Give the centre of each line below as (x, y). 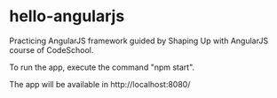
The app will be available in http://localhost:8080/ (100, 84)
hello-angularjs (67, 16)
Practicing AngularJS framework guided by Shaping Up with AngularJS (139, 41)
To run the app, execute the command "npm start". (102, 67)
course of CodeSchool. (51, 49)
